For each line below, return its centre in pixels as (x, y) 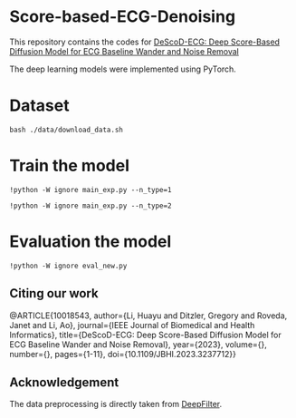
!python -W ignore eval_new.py (68, 266)
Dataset (39, 106)
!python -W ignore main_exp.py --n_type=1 (91, 190)
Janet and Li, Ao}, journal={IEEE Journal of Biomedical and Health (132, 325)
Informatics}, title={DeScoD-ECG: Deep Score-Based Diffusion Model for (146, 335)
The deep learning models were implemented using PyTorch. (123, 69)
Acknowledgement (64, 382)
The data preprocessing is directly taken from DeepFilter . (116, 404)
